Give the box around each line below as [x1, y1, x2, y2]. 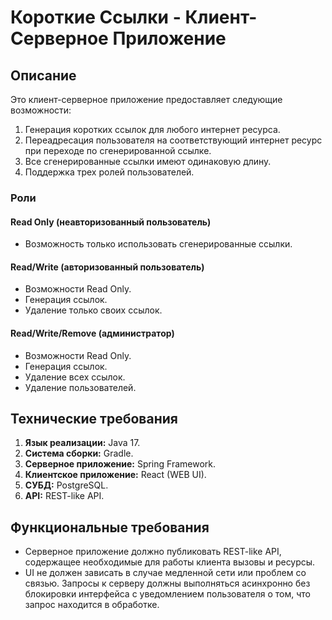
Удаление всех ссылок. [24, 371, 126, 383]
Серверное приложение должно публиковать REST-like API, [24, 546, 282, 558]
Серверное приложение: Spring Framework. [24, 458, 217, 470]
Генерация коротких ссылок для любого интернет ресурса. [24, 124, 281, 135]
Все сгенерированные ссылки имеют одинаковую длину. [24, 156, 272, 167]
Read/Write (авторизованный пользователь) [10, 261, 205, 273]
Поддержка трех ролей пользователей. [24, 166, 195, 178]
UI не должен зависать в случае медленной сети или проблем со [24, 567, 307, 579]
